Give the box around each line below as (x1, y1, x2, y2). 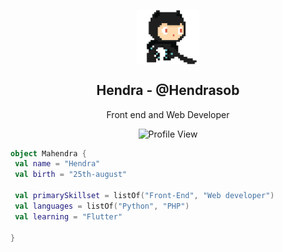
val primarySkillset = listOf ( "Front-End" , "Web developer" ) (14, 191, 275, 201)
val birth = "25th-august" (14, 170, 128, 180)
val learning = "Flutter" (14, 211, 123, 222)
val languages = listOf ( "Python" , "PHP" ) (14, 201, 190, 211)
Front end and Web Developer (106, 108, 230, 120)
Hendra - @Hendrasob (96, 82, 240, 99)
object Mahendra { (10, 148, 87, 159)
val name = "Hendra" (14, 159, 101, 169)
